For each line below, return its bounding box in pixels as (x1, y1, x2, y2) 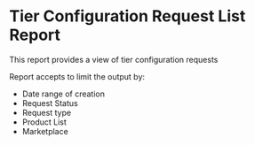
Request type (21, 107, 72, 118)
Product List (21, 117, 67, 127)
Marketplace (21, 126, 68, 136)
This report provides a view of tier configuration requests (9, 54, 219, 65)
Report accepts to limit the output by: (9, 71, 145, 81)
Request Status (21, 97, 78, 108)
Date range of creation (21, 88, 105, 99)
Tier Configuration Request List (9, 6, 246, 27)
